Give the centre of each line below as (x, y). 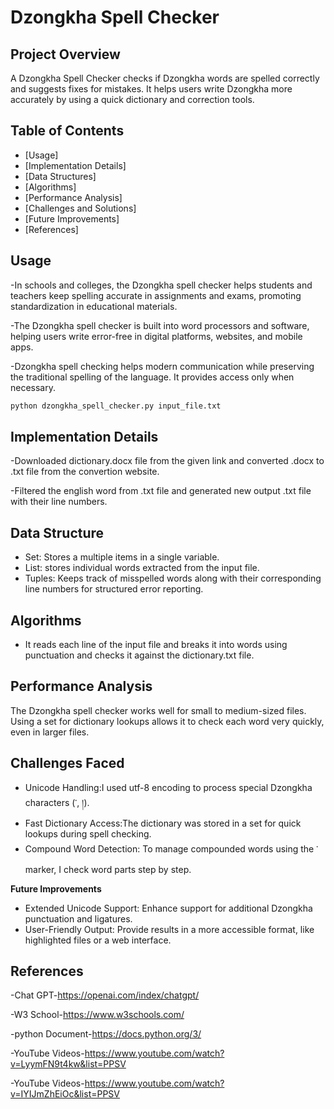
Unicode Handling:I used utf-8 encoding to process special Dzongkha (168, 787)
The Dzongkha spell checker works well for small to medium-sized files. (158, 710)
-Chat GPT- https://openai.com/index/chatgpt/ (105, 995)
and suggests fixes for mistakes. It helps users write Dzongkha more (151, 89)
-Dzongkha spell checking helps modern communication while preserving (162, 366)
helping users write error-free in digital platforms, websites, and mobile (156, 336)
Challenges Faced (67, 763)
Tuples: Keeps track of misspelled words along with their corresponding (173, 578)
